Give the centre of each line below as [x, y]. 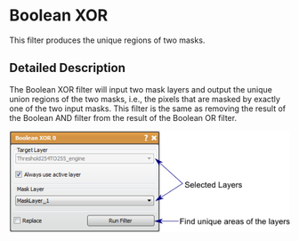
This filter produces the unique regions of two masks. [107, 40]
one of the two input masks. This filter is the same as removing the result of [148, 108]
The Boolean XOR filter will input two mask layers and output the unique [141, 89]
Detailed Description [68, 68]
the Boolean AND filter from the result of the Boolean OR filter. [123, 117]
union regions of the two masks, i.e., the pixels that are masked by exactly [145, 99]
